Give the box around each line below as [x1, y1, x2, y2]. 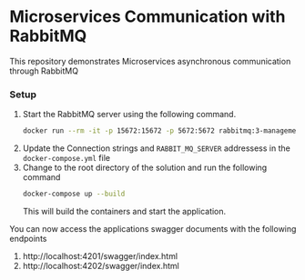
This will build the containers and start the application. [22, 205, 227, 216]
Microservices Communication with [9, 6, 286, 27]
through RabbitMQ [9, 65, 79, 76]
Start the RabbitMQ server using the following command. [22, 109, 237, 120]
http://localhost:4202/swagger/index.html [22, 260, 179, 271]
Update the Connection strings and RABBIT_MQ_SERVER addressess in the [22, 143, 291, 154]
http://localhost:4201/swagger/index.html [22, 250, 178, 261]
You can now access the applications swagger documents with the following [9, 223, 297, 234]
